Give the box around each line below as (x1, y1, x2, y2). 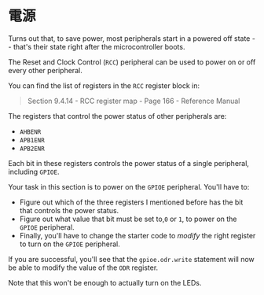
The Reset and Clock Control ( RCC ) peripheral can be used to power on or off (8, 57, 256, 67)
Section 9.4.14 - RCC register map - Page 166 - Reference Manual (27, 96, 240, 105)
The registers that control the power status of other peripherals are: (8, 111, 227, 120)
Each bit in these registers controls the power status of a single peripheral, (8, 158, 250, 168)
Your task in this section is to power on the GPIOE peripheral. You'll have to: (8, 182, 250, 191)
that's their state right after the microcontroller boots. (13, 42, 185, 51)
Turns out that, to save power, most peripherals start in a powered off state (8, 33, 251, 43)
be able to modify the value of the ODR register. (8, 263, 159, 272)
